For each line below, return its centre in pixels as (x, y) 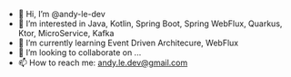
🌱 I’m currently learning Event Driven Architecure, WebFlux (128, 43)
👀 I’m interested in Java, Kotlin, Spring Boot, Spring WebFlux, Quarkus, (150, 24)
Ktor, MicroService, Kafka (66, 33)
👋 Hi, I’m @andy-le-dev (62, 14)
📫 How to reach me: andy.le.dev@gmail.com (103, 63)
